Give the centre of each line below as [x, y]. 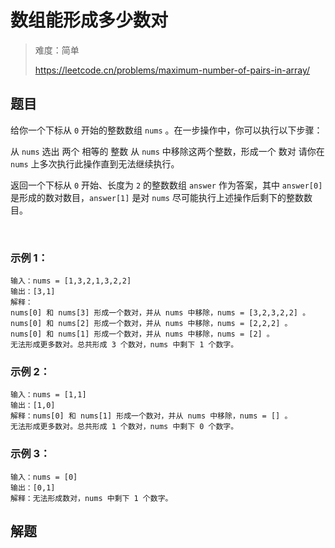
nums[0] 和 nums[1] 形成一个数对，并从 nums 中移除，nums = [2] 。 [142, 334]
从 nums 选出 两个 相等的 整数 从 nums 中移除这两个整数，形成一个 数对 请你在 [167, 151]
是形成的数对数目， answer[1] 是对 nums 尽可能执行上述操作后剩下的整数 [157, 197]
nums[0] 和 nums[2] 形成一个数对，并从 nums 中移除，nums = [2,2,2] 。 [151, 324]
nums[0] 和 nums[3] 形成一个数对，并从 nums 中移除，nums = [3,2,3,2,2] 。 [160, 313]
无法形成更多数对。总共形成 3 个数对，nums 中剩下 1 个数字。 [124, 345]
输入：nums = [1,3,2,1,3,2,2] [71, 281]
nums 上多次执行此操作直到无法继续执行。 [95, 163]
